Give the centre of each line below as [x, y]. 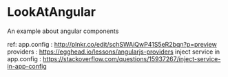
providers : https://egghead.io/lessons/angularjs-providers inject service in [114, 52]
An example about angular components [63, 31]
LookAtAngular [52, 12]
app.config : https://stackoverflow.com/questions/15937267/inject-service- [114, 58]
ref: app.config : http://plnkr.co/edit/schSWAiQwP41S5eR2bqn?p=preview [112, 44]
